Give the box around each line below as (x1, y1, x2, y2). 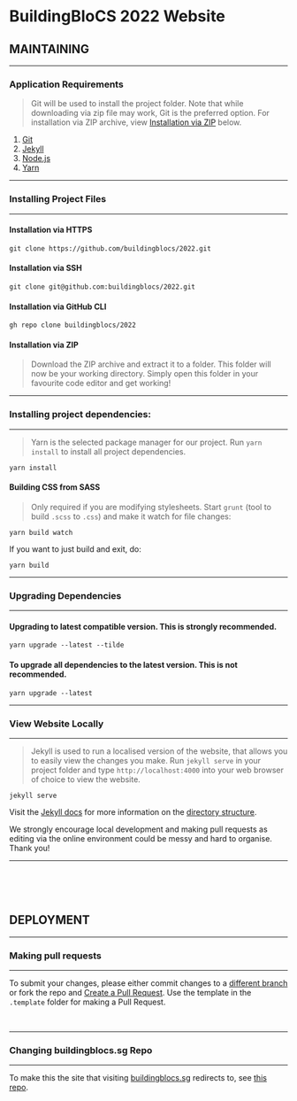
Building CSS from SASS (9, 482, 101, 492)
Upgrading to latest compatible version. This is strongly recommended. (9, 621, 277, 632)
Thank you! (9, 842, 50, 853)
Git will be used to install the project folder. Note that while (30, 98, 244, 109)
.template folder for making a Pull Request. (9, 996, 166, 1007)
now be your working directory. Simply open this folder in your (30, 368, 259, 379)
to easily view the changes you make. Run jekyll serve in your (30, 755, 262, 765)
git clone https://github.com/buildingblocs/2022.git (9, 244, 212, 253)
